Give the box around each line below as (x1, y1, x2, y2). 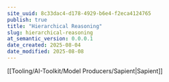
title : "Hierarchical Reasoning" (7, 23, 103, 29)
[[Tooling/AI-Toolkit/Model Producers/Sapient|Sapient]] (7, 66, 163, 75)
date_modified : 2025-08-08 (7, 49, 84, 55)
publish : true (7, 16, 48, 23)
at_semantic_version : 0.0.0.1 (7, 36, 94, 42)
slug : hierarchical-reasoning (7, 29, 94, 36)
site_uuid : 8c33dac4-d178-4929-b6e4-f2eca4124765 (7, 10, 152, 17)
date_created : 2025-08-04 (7, 42, 81, 49)
